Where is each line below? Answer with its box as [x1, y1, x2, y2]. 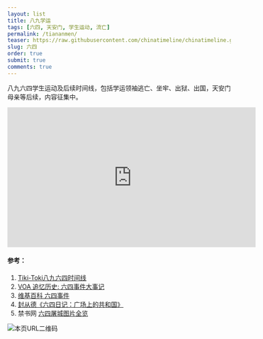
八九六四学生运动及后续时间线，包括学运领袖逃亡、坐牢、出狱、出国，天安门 [7, 83, 231, 92]
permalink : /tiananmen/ [7, 30, 78, 38]
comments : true [7, 63, 52, 70]
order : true [7, 50, 43, 58]
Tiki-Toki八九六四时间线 [17, 273, 87, 281]
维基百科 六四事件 [17, 291, 69, 299]
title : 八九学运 [7, 17, 51, 24]
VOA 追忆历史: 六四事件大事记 [17, 282, 105, 291]
